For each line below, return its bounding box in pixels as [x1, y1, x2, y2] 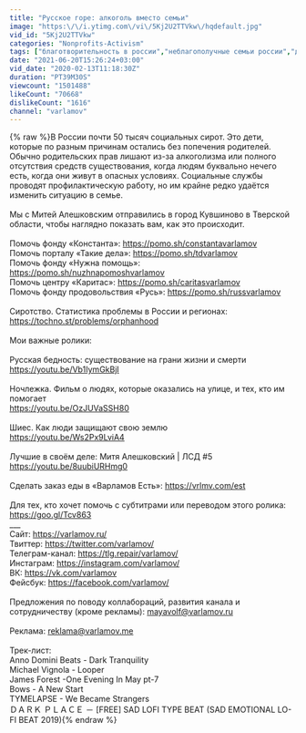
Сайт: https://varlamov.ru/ [9, 529, 107, 540]
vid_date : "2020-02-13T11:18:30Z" [9, 65, 141, 74]
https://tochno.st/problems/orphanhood [9, 315, 159, 326]
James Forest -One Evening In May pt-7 [9, 674, 159, 685]
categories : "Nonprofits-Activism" [9, 38, 145, 48]
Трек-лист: [9, 645, 52, 656]
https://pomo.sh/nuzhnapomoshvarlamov [9, 267, 166, 278]
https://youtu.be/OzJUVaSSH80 [9, 403, 129, 414]
